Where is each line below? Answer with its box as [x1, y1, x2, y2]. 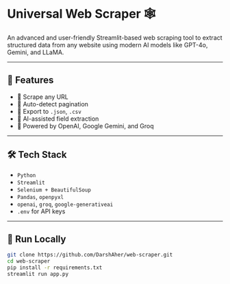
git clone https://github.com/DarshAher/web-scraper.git [7, 252, 173, 259]
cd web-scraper [7, 258, 51, 265]
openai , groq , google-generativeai [16, 200, 114, 208]
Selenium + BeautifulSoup [16, 187, 91, 193]
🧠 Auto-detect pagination [16, 99, 89, 108]
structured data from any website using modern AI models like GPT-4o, [7, 40, 208, 49]
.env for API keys [16, 207, 66, 215]
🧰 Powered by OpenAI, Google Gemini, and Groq [16, 121, 154, 130]
